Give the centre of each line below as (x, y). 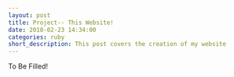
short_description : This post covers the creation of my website (117, 44)
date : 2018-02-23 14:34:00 (52, 30)
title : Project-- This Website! (61, 23)
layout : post (29, 15)
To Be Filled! (28, 66)
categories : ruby (37, 37)
